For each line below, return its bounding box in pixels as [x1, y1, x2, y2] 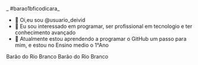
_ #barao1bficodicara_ [6, 5, 60, 12]
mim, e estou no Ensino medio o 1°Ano [14, 41, 109, 48]
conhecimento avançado [14, 29, 76, 36]
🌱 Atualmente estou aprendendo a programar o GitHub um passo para [14, 35, 187, 42]
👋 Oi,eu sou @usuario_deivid [14, 17, 86, 23]
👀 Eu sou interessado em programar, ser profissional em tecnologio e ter [14, 23, 193, 30]
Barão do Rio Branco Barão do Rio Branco [6, 53, 109, 60]
